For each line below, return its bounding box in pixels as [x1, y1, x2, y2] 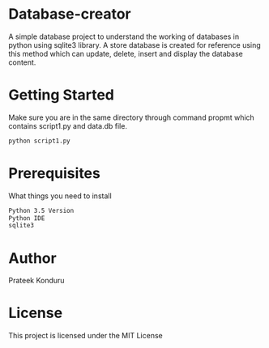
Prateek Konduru [8, 276, 65, 286]
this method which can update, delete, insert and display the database [8, 49, 243, 58]
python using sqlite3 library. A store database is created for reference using [8, 40, 261, 49]
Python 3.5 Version [8, 206, 75, 214]
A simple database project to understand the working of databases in [8, 32, 240, 41]
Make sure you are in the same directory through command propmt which [8, 112, 255, 122]
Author [8, 248, 57, 267]
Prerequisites [8, 163, 101, 182]
